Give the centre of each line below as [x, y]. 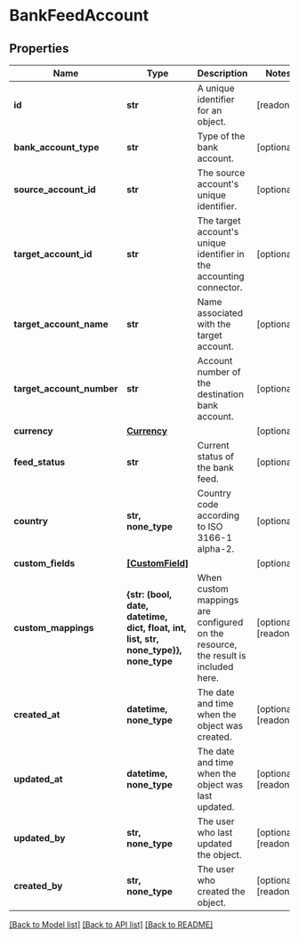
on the [210, 633]
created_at [37, 715]
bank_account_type [57, 147]
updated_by [40, 838]
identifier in [221, 254]
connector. [220, 287]
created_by [38, 886]
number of [219, 372]
